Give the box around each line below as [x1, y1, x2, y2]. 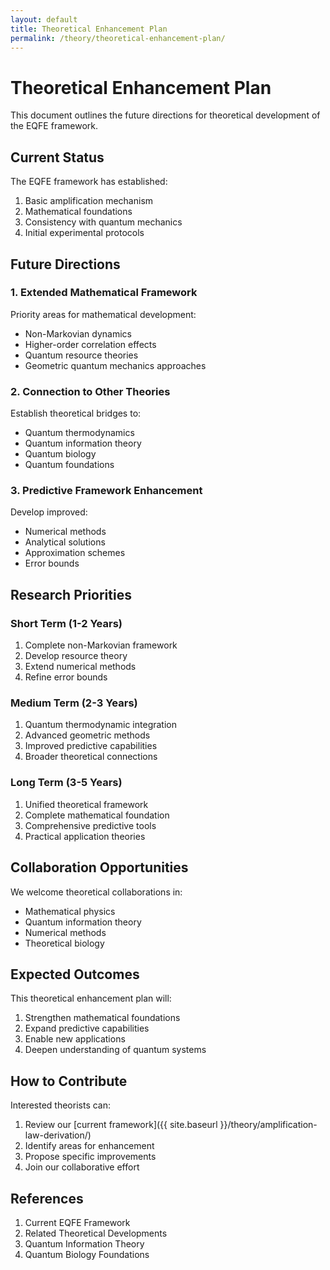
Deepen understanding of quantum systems [24, 1044, 207, 1056]
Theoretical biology [24, 937, 105, 949]
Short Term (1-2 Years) [10, 616, 123, 630]
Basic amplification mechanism [24, 195, 154, 207]
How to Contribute [10, 1072, 128, 1090]
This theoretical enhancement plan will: [10, 992, 172, 1005]
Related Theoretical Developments [24, 1227, 168, 1239]
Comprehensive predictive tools [24, 819, 157, 831]
